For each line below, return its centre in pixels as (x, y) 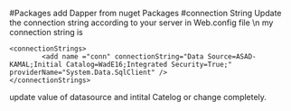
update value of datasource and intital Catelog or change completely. (138, 97)
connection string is (47, 32)
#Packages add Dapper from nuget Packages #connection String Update (145, 13)
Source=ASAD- (232, 57)
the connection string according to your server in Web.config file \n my (141, 23)
